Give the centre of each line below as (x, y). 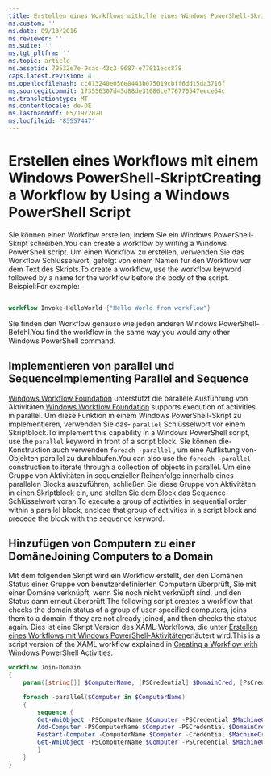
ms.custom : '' (32, 23)
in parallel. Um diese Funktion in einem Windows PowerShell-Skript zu (125, 415)
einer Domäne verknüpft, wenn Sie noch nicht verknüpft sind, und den (125, 593)
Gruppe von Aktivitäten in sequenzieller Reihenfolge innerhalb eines (121, 475)
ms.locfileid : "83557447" (52, 121)
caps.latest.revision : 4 (50, 76)
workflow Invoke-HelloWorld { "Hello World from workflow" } (110, 308)
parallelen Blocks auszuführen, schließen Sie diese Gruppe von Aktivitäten (132, 484)
